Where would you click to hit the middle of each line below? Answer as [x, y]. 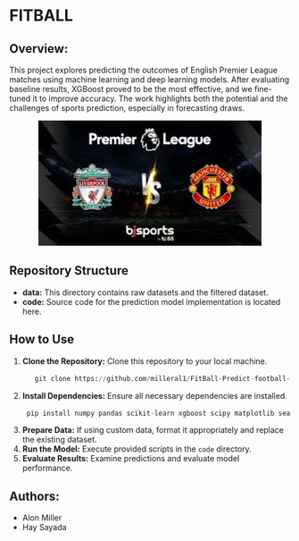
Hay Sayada [44, 528]
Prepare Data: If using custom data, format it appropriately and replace [153, 430]
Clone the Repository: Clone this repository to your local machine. [145, 361]
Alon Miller [42, 518]
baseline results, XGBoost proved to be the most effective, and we [131, 89]
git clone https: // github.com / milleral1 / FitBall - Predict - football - [162, 378]
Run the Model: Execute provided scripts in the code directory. [137, 449]
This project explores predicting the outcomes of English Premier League [144, 70]
